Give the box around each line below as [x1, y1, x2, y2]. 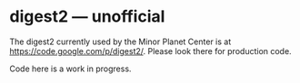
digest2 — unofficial [9, 6, 165, 27]
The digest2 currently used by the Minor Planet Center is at [9, 36, 232, 47]
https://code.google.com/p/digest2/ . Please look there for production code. [9, 45, 293, 56]
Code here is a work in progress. [9, 63, 132, 74]
